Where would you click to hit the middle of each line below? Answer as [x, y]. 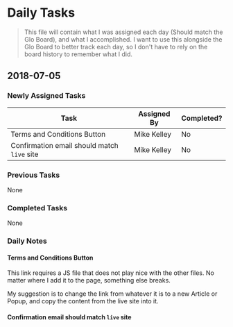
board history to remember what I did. [78, 54]
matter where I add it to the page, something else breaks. [89, 280]
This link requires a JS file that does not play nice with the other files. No [111, 273]
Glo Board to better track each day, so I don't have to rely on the [116, 47]
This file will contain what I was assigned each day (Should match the [123, 32]
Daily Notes [27, 241]
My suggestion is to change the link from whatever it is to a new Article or [112, 294]
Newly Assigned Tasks [46, 96]
